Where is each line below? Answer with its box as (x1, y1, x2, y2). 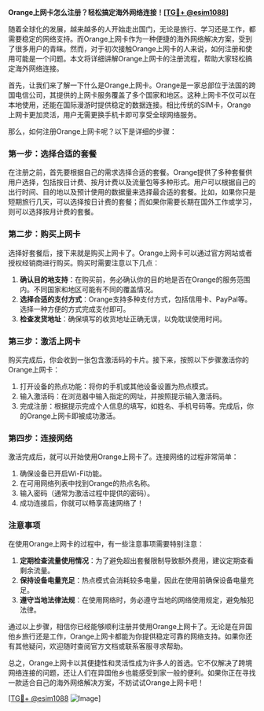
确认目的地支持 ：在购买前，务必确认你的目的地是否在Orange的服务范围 (19, 275, 251, 284)
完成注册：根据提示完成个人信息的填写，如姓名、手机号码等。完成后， (19, 401, 247, 410)
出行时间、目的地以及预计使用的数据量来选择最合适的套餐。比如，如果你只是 (8, 187, 256, 197)
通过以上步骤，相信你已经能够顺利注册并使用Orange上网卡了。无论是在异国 (8, 622, 253, 631)
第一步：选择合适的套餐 (8, 148, 97, 159)
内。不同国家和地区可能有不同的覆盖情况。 (19, 284, 158, 294)
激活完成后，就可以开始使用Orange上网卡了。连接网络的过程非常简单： (8, 452, 239, 461)
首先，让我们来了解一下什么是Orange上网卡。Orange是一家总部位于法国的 (8, 80, 249, 90)
